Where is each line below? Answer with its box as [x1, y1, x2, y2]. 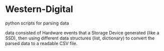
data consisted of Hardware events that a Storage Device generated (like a [5, 29, 159, 35]
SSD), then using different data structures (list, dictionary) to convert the [5, 35, 155, 41]
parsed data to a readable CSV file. [5, 40, 78, 46]
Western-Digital [5, 3, 74, 15]
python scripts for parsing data [5, 20, 69, 26]
